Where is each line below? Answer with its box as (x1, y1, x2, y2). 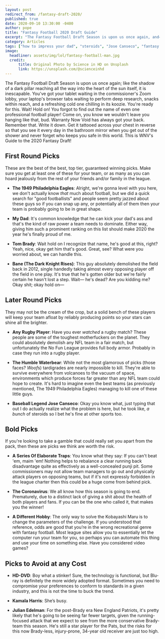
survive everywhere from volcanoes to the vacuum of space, (12, 370, 136, 376)
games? (12, 545, 28, 551)
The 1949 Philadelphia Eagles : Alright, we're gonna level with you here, (12, 185, 158, 191)
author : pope (5, 26, 32, 31)
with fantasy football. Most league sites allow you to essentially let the (12, 530, 154, 536)
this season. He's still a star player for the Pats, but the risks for (24, 623, 152, 629)
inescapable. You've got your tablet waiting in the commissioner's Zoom (5, 91, 151, 96)
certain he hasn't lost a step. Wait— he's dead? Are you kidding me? (12, 276, 151, 282)
